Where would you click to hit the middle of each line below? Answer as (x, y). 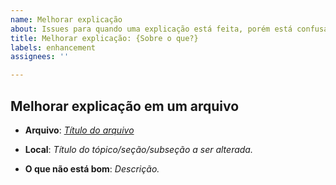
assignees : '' (40, 57)
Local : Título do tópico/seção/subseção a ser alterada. (138, 149)
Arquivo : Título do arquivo (79, 130)
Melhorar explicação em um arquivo (125, 106)
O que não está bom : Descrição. (92, 168)
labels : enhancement (53, 47)
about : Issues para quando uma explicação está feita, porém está (151, 29)
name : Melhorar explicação (66, 19)
